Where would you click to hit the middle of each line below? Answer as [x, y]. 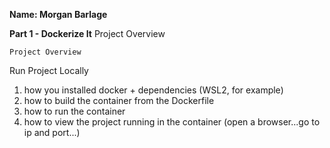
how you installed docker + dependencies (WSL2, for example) [153, 90]
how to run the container [74, 111]
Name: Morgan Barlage [58, 14]
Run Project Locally [49, 70]
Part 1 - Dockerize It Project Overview [87, 33]
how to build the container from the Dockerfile [119, 100]
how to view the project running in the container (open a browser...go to [172, 122]
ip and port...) [52, 132]
